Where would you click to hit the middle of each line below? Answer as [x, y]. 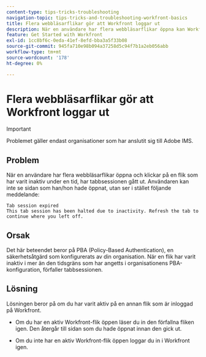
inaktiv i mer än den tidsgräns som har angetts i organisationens [87, 263]
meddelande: [23, 194]
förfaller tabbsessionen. [73, 270]
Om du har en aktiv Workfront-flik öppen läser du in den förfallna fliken [105, 322]
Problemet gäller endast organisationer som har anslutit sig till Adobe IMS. [100, 141]
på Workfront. [24, 310]
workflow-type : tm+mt [34, 52]
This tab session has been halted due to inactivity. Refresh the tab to [103, 211]
